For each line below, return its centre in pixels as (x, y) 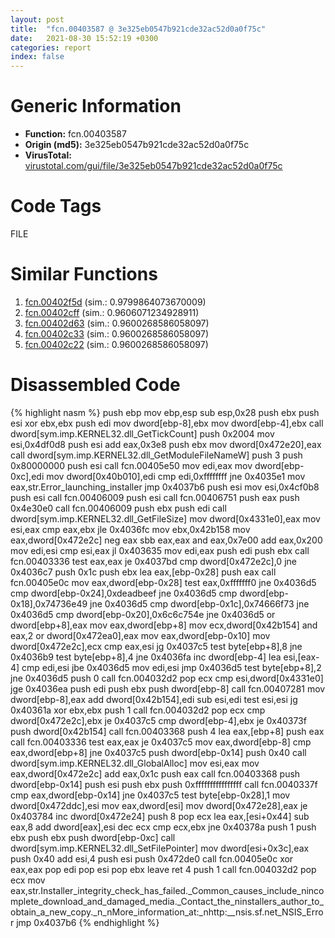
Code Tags (56, 206)
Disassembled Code (95, 385)
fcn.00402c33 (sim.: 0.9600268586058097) (117, 333)
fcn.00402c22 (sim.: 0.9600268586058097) (116, 344)
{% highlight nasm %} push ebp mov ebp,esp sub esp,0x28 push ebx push (165, 412)
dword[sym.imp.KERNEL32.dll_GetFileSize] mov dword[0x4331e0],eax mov (165, 518)
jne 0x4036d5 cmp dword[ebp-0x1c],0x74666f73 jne (199, 603)
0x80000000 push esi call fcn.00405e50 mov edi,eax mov (131, 465)
